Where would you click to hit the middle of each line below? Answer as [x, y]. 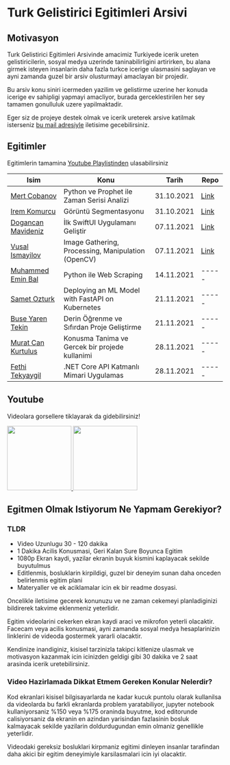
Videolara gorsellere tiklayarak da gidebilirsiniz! [74, 416]
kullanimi [78, 355]
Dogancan [27, 222]
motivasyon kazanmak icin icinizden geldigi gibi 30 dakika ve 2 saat [103, 656]
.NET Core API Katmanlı [102, 367]
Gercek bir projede [94, 347]
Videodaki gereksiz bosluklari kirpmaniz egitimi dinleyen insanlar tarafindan [114, 746]
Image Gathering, [92, 242]
